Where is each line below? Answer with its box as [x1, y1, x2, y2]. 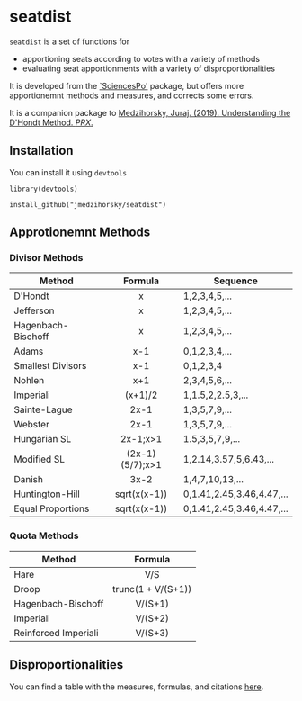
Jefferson [13, 304, 56, 317]
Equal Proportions [13, 502, 90, 515]
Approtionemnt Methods [9, 225, 151, 240]
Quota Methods [9, 529, 79, 542]
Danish [13, 473, 43, 486]
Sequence [213, 274, 259, 287]
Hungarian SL [13, 433, 72, 445]
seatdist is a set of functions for [9, 36, 130, 47]
